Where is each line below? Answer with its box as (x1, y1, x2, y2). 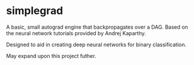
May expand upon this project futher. (6, 52, 96, 59)
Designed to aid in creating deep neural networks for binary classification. (6, 41, 186, 48)
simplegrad (6, 4, 63, 18)
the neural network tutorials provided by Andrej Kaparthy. (6, 29, 146, 36)
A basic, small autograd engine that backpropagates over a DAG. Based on (6, 23, 188, 30)
